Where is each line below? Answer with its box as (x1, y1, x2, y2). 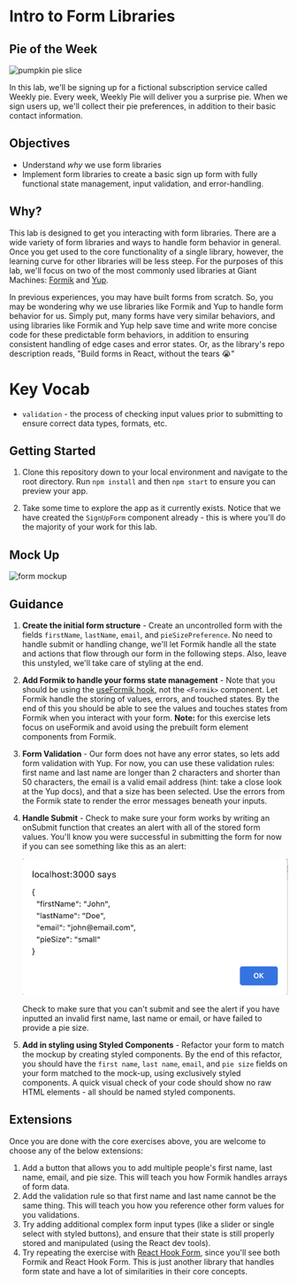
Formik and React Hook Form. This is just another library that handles (21, 1256, 275, 1267)
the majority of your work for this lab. (21, 522, 157, 532)
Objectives (9, 135, 71, 151)
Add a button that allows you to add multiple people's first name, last (21, 1162, 272, 1173)
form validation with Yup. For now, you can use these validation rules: (21, 758, 276, 768)
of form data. (21, 1180, 71, 1192)
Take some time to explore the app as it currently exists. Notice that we (21, 503, 281, 514)
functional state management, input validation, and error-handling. (21, 178, 264, 189)
